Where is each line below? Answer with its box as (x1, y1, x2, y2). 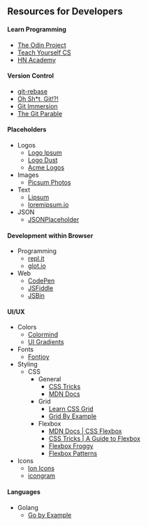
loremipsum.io (27, 201, 69, 208)
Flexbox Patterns (48, 449, 98, 457)
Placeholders (7, 125, 47, 134)
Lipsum (27, 193, 50, 201)
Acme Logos (27, 164, 65, 171)
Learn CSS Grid (48, 405, 94, 413)
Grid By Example (48, 412, 97, 420)
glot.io (27, 262, 47, 270)
